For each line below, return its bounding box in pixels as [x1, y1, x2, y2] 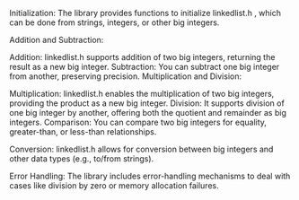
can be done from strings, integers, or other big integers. [9, 17, 220, 28]
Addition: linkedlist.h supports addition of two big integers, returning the [9, 52, 276, 62]
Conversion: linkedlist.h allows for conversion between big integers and [9, 143, 274, 154]
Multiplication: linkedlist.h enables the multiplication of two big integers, [9, 89, 275, 99]
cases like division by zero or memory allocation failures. [9, 180, 219, 191]
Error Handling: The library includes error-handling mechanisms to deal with [9, 170, 291, 181]
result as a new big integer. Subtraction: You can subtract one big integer [9, 62, 280, 72]
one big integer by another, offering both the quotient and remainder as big [9, 108, 287, 117]
